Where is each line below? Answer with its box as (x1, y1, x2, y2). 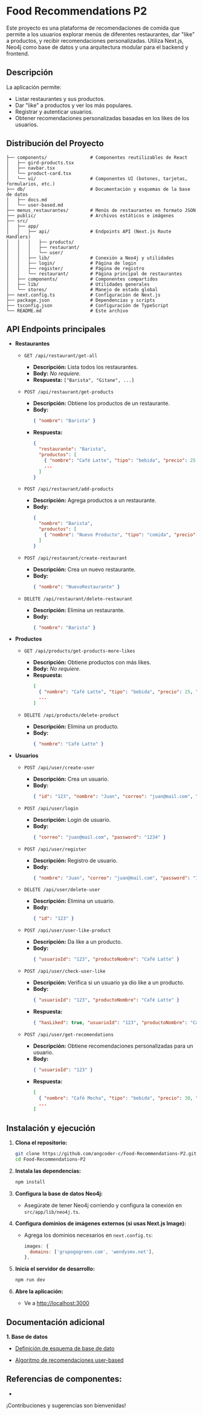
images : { (24, 1243, 50, 1249)
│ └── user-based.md (6, 202, 63, 208)
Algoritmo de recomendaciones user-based (14, 1356, 124, 1364)
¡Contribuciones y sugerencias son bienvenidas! (6, 1402, 126, 1409)
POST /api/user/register (24, 846, 87, 853)
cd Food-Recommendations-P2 (14, 1156, 86, 1162)
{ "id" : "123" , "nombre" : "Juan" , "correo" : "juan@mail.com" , (33, 793, 193, 799)
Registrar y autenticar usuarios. (14, 108, 94, 115)
